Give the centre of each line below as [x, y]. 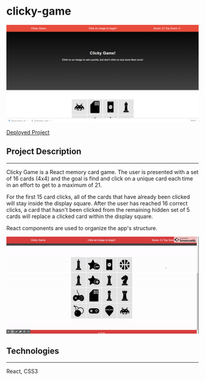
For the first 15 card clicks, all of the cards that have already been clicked [98, 197]
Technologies [33, 351]
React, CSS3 [22, 371]
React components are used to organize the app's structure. [82, 228]
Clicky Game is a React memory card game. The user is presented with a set [103, 172]
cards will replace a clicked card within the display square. [80, 216]
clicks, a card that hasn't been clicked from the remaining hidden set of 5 [98, 209]
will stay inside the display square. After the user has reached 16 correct [97, 203]
